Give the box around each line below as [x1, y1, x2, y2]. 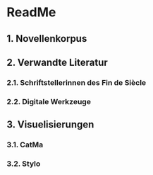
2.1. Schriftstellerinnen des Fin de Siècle [6, 77, 147, 87]
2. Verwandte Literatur [6, 56, 109, 68]
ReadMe [6, 4, 56, 21]
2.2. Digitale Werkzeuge [6, 96, 91, 106]
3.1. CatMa [6, 140, 44, 149]
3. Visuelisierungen [6, 118, 94, 131]
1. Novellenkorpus [6, 33, 87, 45]
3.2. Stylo [6, 159, 41, 169]
